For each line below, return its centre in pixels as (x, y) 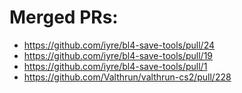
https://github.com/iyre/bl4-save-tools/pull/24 (119, 45)
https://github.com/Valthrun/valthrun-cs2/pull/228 (127, 77)
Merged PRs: (64, 17)
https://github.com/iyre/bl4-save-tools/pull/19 (118, 55)
